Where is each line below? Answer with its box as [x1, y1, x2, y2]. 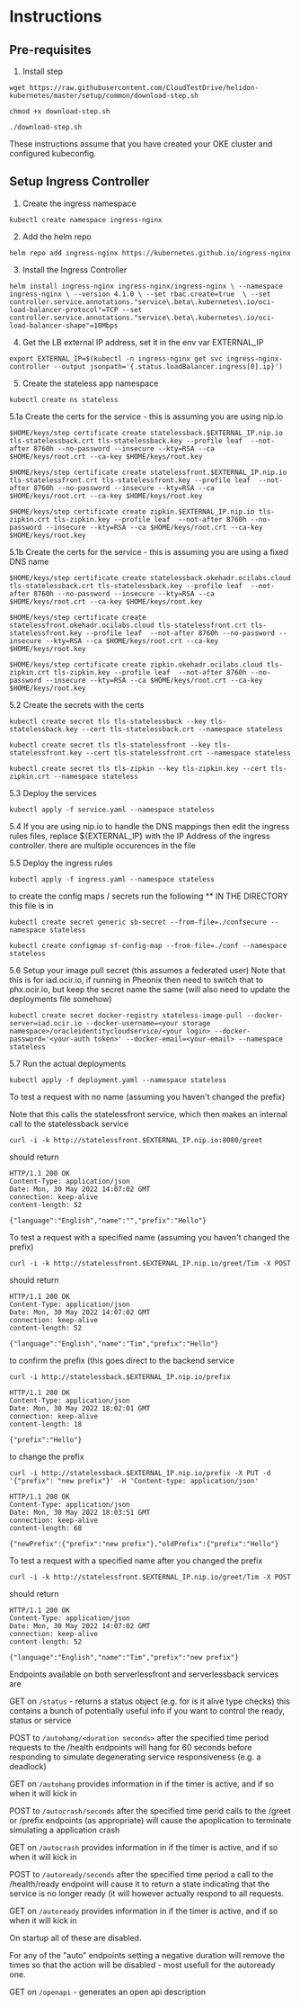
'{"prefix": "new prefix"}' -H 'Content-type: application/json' [9, 1476, 259, 1485]
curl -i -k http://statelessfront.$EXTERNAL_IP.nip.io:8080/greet [9, 1135, 263, 1144]
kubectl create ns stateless [9, 395, 119, 404]
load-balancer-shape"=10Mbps [9, 321, 119, 330]
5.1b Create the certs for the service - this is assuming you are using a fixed [9, 546, 289, 557]
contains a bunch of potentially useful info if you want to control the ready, [9, 1705, 286, 1715]
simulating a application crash [9, 1824, 120, 1835]
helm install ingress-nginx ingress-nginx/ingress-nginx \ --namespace [9, 282, 283, 291]
